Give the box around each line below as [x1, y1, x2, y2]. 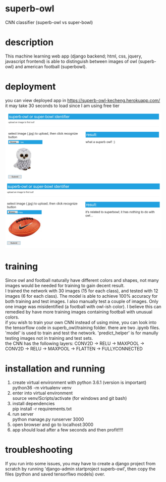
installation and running [5, 363, 106, 375]
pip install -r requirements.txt [12, 406, 72, 412]
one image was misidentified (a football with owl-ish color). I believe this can [5, 304, 162, 310]
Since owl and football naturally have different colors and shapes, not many [5, 277, 159, 283]
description [5, 37, 54, 48]
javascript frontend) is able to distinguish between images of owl [5, 58, 137, 64]
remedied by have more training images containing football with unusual [5, 309, 153, 315]
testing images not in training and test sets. [5, 335, 93, 341]
